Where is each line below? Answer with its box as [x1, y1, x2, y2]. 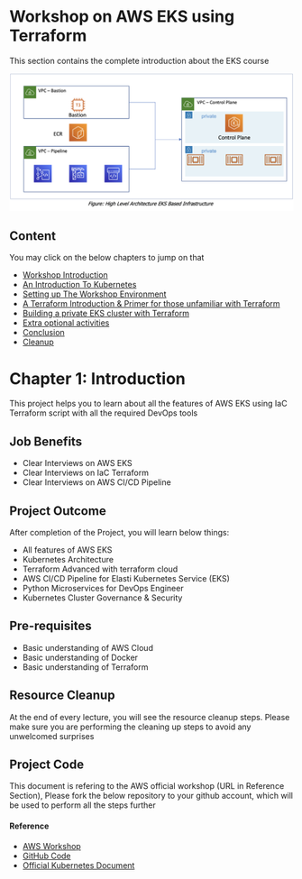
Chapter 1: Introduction [9, 368, 187, 389]
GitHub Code [22, 850, 71, 861]
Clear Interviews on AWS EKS [22, 458, 133, 469]
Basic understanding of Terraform [22, 661, 149, 673]
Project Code [9, 756, 84, 772]
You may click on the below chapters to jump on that [9, 252, 205, 263]
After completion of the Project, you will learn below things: [9, 526, 230, 537]
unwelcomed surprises [9, 730, 95, 741]
